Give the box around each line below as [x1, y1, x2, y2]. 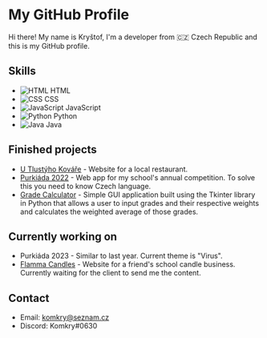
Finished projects [8, 143, 98, 157]
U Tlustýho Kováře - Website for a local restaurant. [19, 164, 188, 174]
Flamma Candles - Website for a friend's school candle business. [19, 260, 236, 269]
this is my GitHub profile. [8, 41, 90, 50]
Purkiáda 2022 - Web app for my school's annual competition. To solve [19, 172, 256, 182]
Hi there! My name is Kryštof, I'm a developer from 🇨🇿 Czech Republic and [8, 32, 258, 42]
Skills [8, 64, 36, 78]
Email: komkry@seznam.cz [19, 312, 110, 322]
